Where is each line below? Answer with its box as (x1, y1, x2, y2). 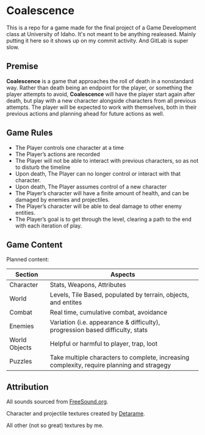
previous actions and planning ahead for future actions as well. (6, 110, 165, 117)
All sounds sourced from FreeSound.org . (6, 398, 109, 406)
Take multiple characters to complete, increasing (49, 353, 190, 362)
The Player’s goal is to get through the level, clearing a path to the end (15, 215, 192, 223)
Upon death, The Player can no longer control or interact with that (15, 169, 181, 177)
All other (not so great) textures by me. (6, 422, 104, 429)
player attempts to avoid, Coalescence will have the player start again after (6, 90, 195, 98)
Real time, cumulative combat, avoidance (49, 308, 168, 317)
